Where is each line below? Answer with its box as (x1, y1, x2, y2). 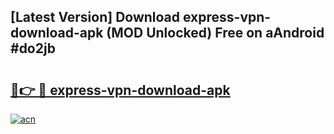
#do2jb (10, 40, 56, 57)
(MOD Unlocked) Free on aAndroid (106, 25, 325, 42)
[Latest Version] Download (10, 9, 181, 26)
